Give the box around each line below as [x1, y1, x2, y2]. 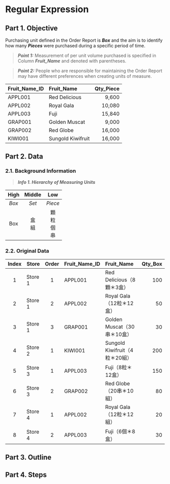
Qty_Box [141, 260, 162, 267]
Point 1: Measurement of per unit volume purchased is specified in [17, 52, 157, 58]
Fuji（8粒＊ [105, 364, 133, 371]
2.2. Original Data [5, 247, 50, 254]
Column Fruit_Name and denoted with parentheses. [17, 58, 126, 64]
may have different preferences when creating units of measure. [17, 73, 152, 79]
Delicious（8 [105, 276, 136, 283]
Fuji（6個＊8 [105, 428, 136, 435]
